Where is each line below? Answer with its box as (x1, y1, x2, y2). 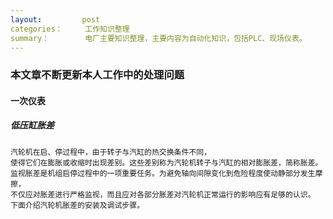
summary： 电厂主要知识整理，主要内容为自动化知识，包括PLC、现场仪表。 (10, 33, 307, 43)
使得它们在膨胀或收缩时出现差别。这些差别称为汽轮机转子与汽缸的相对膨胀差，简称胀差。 (10, 157, 323, 168)
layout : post (10, 14, 101, 25)
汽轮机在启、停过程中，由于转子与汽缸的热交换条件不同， (10, 147, 212, 157)
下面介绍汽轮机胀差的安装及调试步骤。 (10, 200, 145, 210)
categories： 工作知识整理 (10, 24, 130, 34)
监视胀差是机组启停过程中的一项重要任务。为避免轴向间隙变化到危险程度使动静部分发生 (10, 168, 316, 178)
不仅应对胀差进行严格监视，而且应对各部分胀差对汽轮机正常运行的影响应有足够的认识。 (10, 189, 316, 200)
